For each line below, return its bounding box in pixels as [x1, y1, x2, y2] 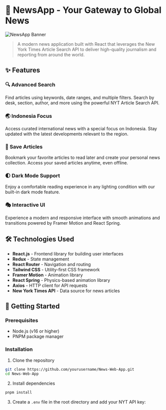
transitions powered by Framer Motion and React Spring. [5, 220, 121, 226]
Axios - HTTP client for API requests [12, 282, 88, 288]
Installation [5, 346, 33, 353]
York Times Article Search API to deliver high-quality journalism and [17, 46, 157, 52]
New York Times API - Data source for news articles [12, 288, 120, 294]
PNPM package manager [12, 333, 64, 339]
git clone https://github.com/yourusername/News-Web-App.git [5, 367, 135, 372]
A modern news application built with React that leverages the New [17, 41, 155, 47]
